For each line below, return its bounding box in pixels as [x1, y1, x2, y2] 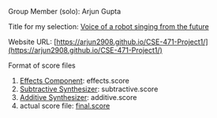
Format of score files [8, 61, 77, 70]
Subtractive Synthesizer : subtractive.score [19, 84, 159, 94]
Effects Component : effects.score [19, 76, 130, 85]
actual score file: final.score [19, 101, 110, 110]
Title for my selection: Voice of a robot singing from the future [8, 22, 209, 31]
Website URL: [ [8, 37, 57, 46]
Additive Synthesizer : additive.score [19, 93, 137, 101]
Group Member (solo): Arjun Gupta [8, 7, 122, 16]
